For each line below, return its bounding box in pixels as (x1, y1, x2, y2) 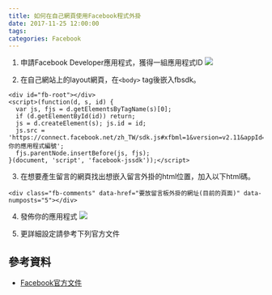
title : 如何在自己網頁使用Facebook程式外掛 (8, 11, 142, 20)
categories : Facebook (8, 34, 82, 43)
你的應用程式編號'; (8, 143, 65, 151)
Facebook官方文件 (19, 278, 83, 288)
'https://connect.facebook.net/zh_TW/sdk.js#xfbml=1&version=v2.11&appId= (8, 134, 266, 142)
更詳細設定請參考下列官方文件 (19, 229, 120, 239)
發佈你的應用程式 (19, 212, 78, 221)
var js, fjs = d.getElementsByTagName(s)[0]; (15, 105, 172, 113)
